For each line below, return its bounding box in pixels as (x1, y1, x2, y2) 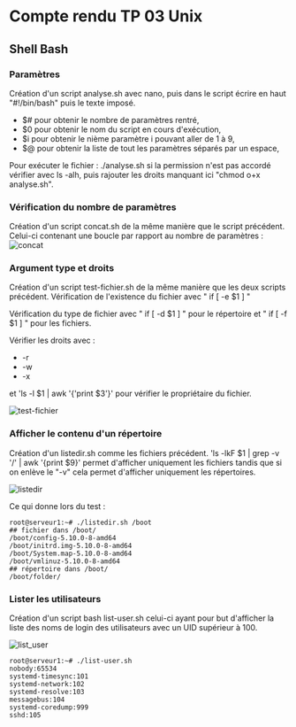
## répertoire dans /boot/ (9, 564, 109, 573)
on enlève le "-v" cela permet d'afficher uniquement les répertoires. (9, 467, 256, 477)
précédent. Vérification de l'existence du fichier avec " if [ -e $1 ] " (9, 291, 251, 302)
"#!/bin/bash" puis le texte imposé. (9, 97, 136, 108)
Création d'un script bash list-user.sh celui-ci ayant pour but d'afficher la (9, 613, 275, 623)
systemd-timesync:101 (9, 672, 89, 681)
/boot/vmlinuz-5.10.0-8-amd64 (9, 556, 121, 566)
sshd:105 (9, 711, 42, 720)
